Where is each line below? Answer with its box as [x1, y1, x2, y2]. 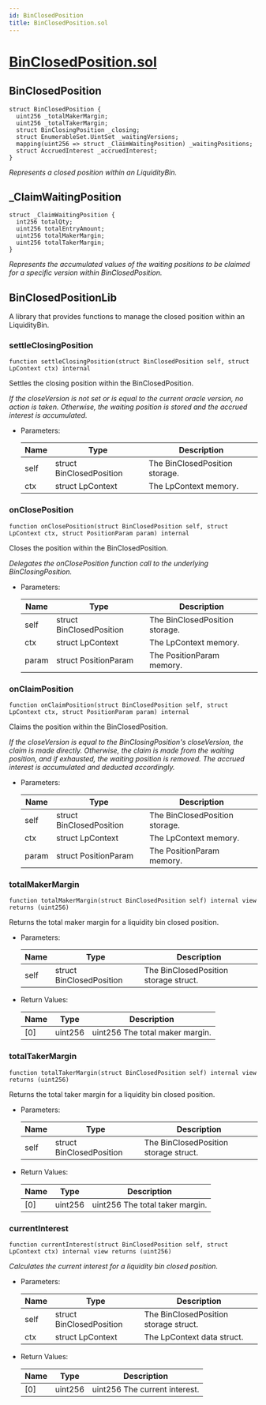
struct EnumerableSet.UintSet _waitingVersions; [16, 133, 179, 141]
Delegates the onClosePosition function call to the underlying [9, 558, 208, 568]
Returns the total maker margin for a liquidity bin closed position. [9, 918, 219, 927]
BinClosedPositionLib [9, 291, 118, 304]
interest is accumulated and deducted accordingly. [9, 763, 175, 772]
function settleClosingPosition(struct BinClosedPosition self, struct [9, 358, 249, 366]
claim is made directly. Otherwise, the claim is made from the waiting [9, 746, 234, 755]
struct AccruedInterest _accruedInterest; [16, 147, 158, 155]
